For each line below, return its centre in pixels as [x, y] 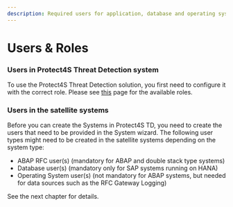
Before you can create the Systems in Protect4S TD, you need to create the [115, 125]
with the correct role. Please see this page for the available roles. [100, 92]
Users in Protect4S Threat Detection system [83, 69]
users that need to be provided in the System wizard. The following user [110, 133]
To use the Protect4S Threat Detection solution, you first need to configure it [116, 85]
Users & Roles [48, 48]
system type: [26, 147]
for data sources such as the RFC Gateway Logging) [92, 183]
